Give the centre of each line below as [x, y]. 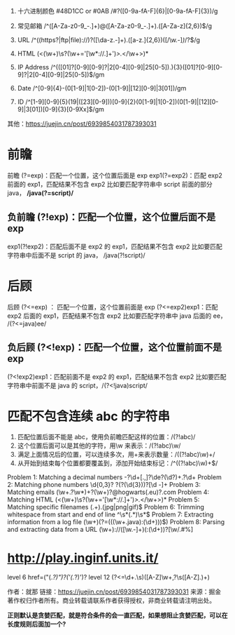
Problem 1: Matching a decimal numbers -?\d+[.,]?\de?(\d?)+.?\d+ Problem [114, 477]
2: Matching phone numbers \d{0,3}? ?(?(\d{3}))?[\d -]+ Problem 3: [104, 485]
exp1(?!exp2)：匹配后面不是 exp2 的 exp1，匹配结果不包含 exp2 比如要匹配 [115, 246]
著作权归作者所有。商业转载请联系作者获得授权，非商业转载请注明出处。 [111, 601]
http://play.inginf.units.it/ [83, 558]
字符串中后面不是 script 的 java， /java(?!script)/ [76, 255]
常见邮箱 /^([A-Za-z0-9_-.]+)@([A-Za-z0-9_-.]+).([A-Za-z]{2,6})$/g [114, 26]
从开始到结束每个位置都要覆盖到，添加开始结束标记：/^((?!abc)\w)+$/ [117, 463]
